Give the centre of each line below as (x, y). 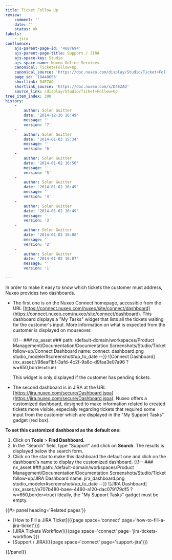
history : (15, 101)
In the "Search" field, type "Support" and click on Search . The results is (89, 445)
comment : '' (27, 20)
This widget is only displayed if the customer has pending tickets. (82, 377)
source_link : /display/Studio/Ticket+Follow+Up (66, 91)
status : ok (26, 29)
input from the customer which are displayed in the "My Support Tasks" (88, 414)
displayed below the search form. (48, 451)
